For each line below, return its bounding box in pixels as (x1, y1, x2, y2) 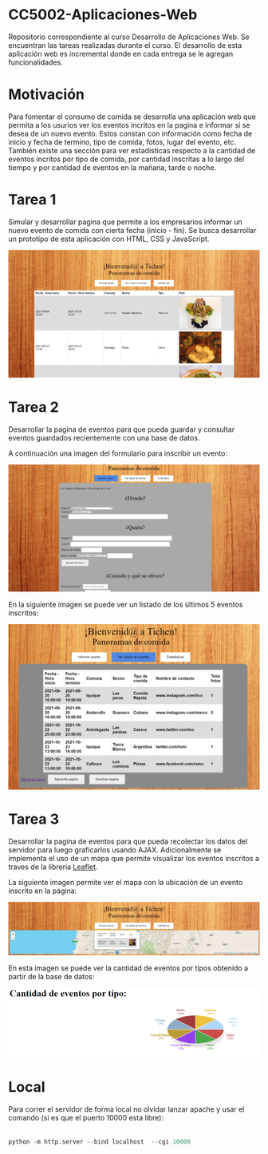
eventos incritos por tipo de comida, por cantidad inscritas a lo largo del (8, 154, 245, 164)
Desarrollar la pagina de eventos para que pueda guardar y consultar (8, 425, 235, 434)
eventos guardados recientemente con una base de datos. (8, 433, 200, 442)
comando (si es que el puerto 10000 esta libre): (8, 1113, 164, 1122)
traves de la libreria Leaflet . (8, 862, 98, 871)
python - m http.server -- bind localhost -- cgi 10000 (8, 1137, 191, 1146)
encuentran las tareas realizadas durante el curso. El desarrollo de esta (8, 40, 242, 49)
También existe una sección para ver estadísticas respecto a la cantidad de (8, 145, 256, 155)
